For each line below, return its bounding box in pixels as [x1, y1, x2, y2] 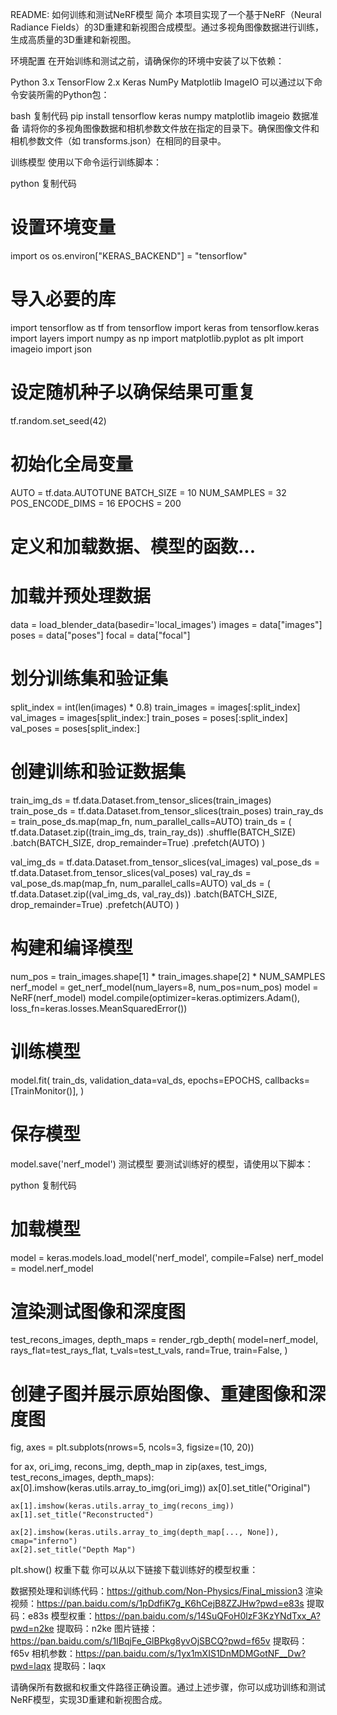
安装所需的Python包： [18, 89, 110, 100]
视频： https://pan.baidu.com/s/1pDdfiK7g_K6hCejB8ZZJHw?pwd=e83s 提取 [10, 1598, 325, 1610]
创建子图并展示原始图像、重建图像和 [10, 1383, 309, 1405]
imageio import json [10, 343, 93, 355]
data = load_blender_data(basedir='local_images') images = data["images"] [10, 618, 323, 630]
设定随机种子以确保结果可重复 [10, 381, 257, 404]
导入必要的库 [10, 288, 117, 311]
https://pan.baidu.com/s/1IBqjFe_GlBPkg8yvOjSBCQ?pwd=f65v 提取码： [10, 1635, 308, 1647]
